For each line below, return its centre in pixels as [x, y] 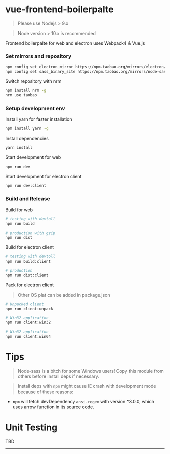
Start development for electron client [44, 176]
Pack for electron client [30, 285]
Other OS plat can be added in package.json [64, 295]
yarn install [19, 148]
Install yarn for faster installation [39, 119]
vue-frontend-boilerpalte [59, 9]
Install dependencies [27, 138]
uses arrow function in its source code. [53, 407]
